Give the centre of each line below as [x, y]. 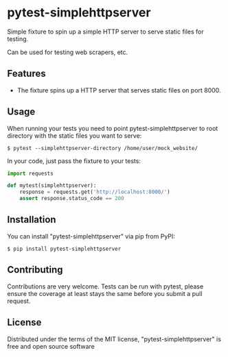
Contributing [35, 270]
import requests [30, 173]
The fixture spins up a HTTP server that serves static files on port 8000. [119, 90]
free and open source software [51, 346]
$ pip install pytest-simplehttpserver [64, 249]
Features [26, 74]
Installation [32, 220]
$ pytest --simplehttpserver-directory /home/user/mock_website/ [102, 148]
